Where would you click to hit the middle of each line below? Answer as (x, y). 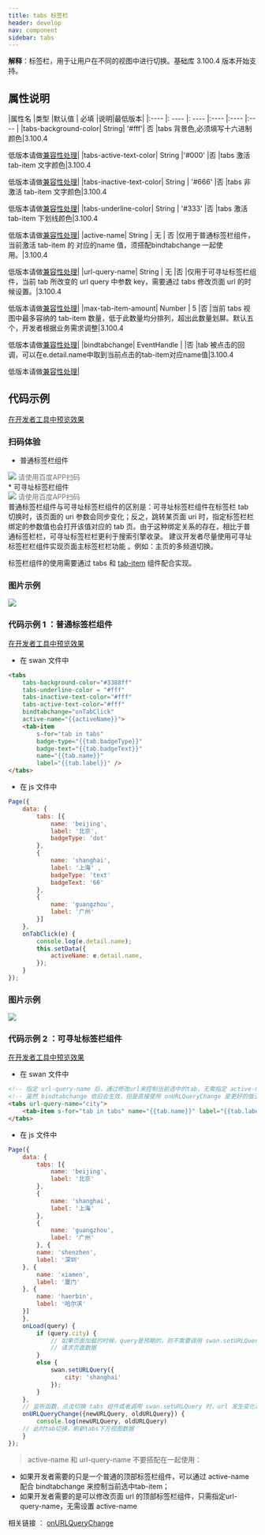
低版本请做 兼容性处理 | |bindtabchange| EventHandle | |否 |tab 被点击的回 (127, 345)
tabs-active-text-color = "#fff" (74, 705)
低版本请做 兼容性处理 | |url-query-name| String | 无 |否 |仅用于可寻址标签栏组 (132, 272)
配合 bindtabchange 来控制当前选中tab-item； (94, 1486)
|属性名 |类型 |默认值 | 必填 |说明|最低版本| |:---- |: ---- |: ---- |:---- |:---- (126, 119)
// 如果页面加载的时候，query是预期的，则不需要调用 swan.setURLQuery (156, 1341)
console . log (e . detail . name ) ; (84, 941)
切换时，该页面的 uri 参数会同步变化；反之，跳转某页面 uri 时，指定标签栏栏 (131, 517)
